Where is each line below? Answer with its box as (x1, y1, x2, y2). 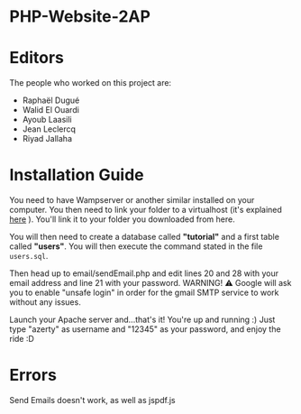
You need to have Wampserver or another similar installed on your (9, 195, 255, 206)
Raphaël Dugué (22, 95, 80, 106)
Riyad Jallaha (22, 133, 73, 144)
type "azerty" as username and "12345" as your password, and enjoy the (9, 324, 281, 335)
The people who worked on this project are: (9, 78, 172, 88)
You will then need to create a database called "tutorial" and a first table (9, 232, 279, 243)
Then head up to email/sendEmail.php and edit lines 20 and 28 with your (9, 268, 279, 279)
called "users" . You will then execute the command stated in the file (9, 241, 263, 252)
